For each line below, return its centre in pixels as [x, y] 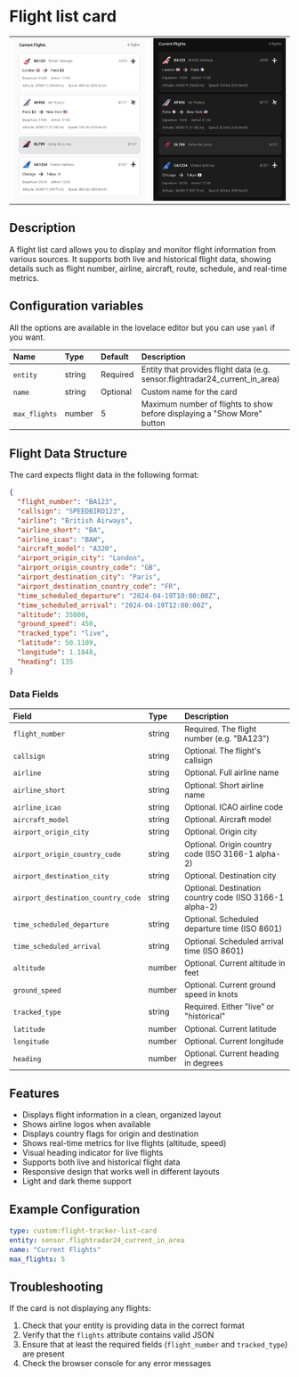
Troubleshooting [57, 1287]
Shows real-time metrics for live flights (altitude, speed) [124, 1143]
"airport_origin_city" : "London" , [81, 558]
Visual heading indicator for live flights [93, 1153]
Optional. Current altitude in [234, 963]
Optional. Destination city [230, 875]
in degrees [204, 1063]
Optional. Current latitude [230, 1028]
